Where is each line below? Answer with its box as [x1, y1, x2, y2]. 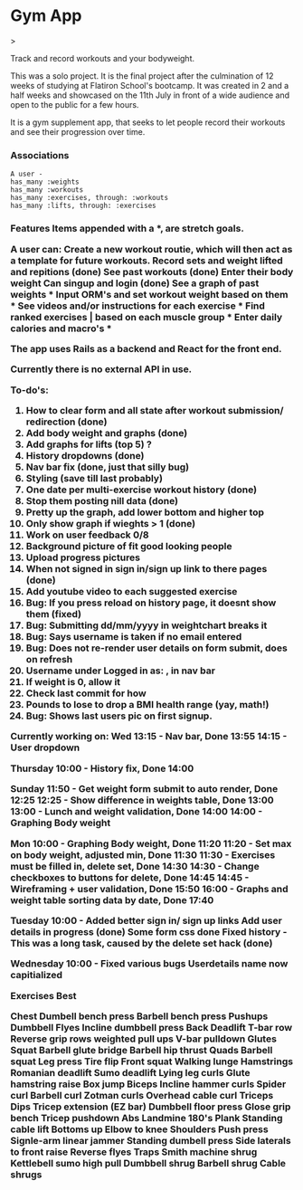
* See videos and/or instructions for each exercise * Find [10, 300, 266, 312]
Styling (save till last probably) [25, 472, 164, 485]
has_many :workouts [10, 186, 84, 195]
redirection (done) [25, 415, 108, 428]
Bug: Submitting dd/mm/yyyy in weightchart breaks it [25, 619, 268, 632]
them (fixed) [25, 608, 82, 621]
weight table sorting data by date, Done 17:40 [10, 893, 214, 906]
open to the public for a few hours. [10, 99, 139, 109]
